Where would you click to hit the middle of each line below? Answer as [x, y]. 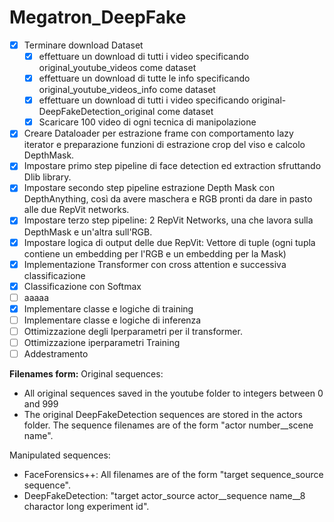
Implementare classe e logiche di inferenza [112, 320]
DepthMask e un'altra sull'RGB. [88, 232]
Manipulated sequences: [60, 455]
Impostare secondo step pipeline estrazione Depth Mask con [149, 188]
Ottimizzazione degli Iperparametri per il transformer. [133, 331]
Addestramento [56, 354]
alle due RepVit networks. [76, 210]
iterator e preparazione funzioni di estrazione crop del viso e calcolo [164, 145]
